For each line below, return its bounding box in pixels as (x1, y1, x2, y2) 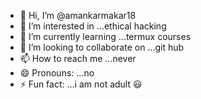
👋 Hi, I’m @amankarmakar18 (19, 10, 137, 21)
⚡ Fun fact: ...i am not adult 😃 (19, 78, 143, 90)
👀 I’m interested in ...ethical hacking (19, 20, 167, 32)
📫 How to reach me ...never (19, 53, 137, 64)
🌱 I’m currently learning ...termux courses (19, 31, 192, 42)
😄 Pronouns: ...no (19, 67, 95, 79)
